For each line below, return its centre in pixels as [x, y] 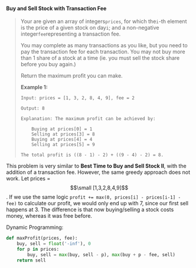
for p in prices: [38, 249]
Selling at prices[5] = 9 [63, 145]
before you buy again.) [48, 64]
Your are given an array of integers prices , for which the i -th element [104, 21]
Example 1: [34, 87]
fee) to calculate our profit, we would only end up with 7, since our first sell [97, 204]
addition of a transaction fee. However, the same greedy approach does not [98, 172]
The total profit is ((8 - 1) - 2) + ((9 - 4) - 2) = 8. [92, 155]
